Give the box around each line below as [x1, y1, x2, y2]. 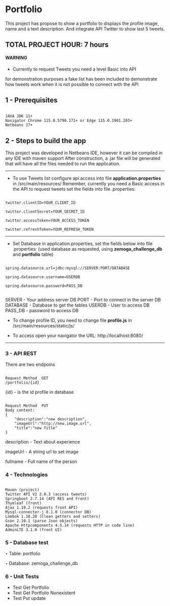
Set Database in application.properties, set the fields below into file [12, 241, 153, 247]
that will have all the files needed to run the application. [5, 161, 120, 167]
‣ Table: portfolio [5, 551, 40, 557]
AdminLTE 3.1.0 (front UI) [5, 527, 62, 532]
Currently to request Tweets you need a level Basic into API [12, 66, 137, 72]
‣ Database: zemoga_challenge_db [5, 560, 78, 566]
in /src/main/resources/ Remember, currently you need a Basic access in [12, 181, 164, 187]
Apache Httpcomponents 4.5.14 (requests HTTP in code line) [5, 523, 135, 528]
